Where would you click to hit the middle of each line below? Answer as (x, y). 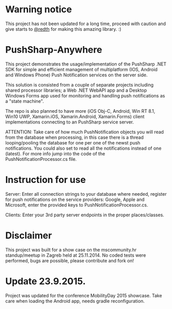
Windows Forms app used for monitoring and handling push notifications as (85, 95)
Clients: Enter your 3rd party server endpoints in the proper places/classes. (85, 215)
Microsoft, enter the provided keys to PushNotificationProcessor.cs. (77, 205)
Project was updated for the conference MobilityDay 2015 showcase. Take (84, 295)
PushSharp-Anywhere (54, 50)
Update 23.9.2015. (46, 281)
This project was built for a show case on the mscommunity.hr (71, 250)
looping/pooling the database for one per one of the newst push (73, 142)
